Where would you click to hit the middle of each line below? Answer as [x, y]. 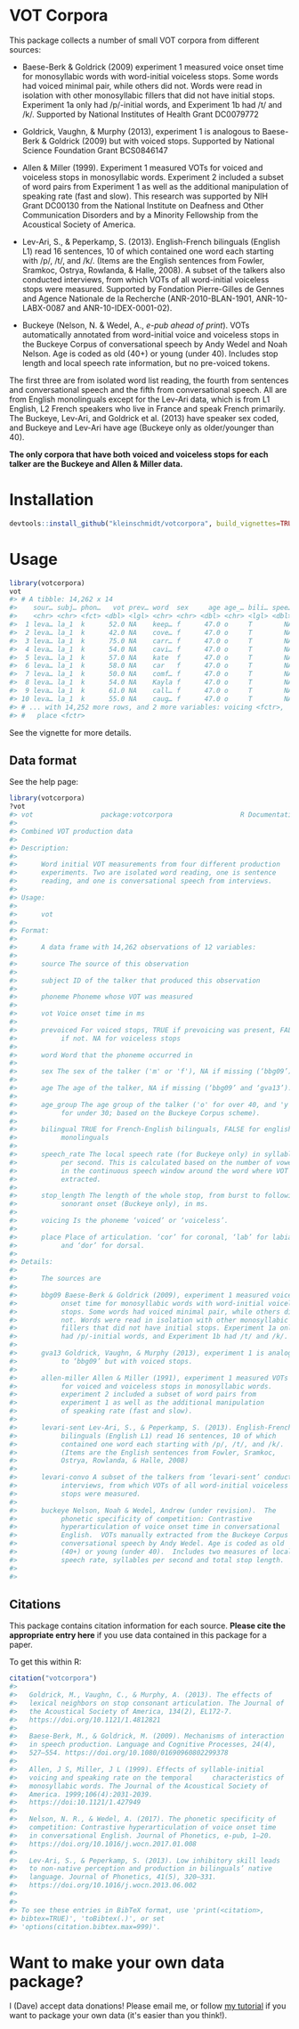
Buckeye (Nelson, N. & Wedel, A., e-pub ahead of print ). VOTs [136, 325]
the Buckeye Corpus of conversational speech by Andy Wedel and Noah [154, 344]
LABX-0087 [44, 307]
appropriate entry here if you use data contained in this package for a [138, 1635]
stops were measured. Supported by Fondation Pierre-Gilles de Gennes [153, 289]
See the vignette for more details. [70, 732]
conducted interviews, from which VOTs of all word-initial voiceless [145, 279]
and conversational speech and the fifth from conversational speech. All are [148, 389]
